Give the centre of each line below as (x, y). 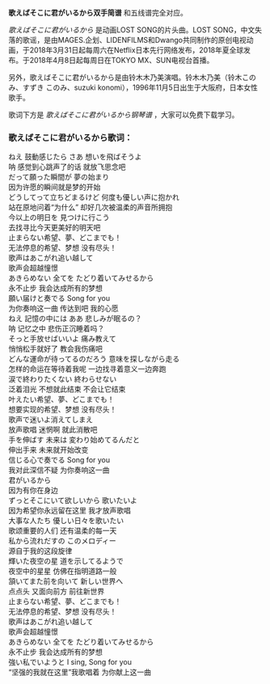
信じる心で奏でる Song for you (59, 460)
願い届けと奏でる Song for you (59, 298)
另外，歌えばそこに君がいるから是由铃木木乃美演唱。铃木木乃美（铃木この (132, 77)
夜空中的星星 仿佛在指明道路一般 (63, 571)
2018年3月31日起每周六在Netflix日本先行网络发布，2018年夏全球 (137, 50)
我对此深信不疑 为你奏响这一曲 (59, 470)
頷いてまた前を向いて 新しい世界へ (66, 581)
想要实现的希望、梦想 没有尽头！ (63, 410)
